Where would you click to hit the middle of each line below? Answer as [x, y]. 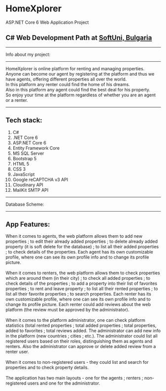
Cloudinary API [28, 185]
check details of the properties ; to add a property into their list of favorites [81, 283]
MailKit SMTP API [31, 190]
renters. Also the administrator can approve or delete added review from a [81, 347]
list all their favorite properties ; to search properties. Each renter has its [79, 294]
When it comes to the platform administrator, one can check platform [76, 320]
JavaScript [24, 174]
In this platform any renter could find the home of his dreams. [68, 84]
